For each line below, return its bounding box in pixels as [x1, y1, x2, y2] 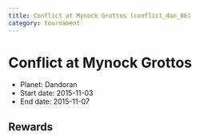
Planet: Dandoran [19, 80, 78, 89]
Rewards [8, 120, 54, 133]
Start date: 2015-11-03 [19, 89, 94, 98]
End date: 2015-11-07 [19, 97, 90, 106]
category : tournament [8, 19, 81, 27]
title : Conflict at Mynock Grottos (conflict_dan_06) [8, 11, 192, 20]
